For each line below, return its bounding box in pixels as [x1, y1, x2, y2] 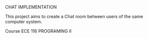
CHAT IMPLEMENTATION [5, 4, 57, 10]
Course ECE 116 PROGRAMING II [5, 28, 72, 34]
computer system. [5, 19, 42, 24]
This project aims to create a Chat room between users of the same [5, 14, 144, 19]
